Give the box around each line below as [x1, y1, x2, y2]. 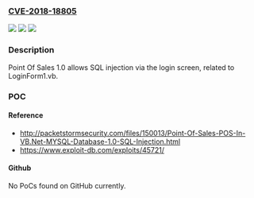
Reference [8, 111, 44, 120]
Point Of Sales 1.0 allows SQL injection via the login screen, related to [8, 62, 235, 72]
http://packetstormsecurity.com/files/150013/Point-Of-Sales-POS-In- [19, 128, 246, 138]
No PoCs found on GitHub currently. [8, 181, 126, 190]
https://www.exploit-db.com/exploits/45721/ [19, 145, 165, 154]
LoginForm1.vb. [8, 71, 59, 80]
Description [8, 45, 55, 56]
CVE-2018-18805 [8, 6, 77, 17]
